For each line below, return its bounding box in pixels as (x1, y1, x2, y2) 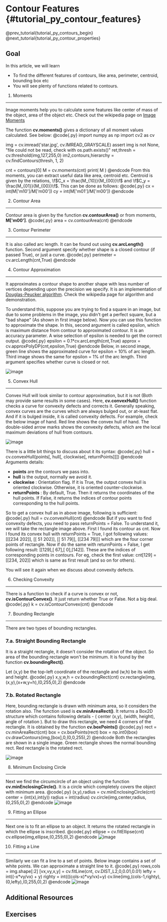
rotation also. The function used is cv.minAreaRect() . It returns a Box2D (5, 708, 153, 714)
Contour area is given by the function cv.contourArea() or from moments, (5, 212, 157, 218)
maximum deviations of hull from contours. (5, 429, 93, 435)
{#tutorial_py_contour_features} (5, 13, 142, 25)
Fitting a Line (12, 844, 40, 850)
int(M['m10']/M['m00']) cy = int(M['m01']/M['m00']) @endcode (5, 188, 134, 194)
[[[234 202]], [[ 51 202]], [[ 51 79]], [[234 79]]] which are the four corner (5, 536, 154, 542)
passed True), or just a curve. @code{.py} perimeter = (5, 251, 117, 258)
